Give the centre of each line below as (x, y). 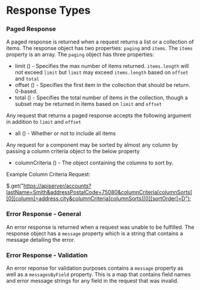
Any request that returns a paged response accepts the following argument (99, 116)
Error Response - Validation (47, 255)
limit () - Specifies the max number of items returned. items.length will (102, 66)
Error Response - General (44, 214)
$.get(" (15, 186)
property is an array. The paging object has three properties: (80, 55)
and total (27, 79)
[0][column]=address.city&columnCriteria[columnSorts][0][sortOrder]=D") (98, 199)
